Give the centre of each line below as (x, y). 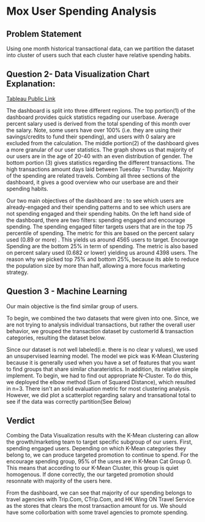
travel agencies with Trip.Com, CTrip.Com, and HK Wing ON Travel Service (100, 499)
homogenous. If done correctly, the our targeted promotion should (90, 475)
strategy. (17, 272)
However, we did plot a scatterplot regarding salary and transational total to (101, 395)
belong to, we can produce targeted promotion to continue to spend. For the (102, 455)
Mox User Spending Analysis (81, 11)
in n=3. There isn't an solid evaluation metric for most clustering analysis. (99, 388)
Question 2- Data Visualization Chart (78, 74)
